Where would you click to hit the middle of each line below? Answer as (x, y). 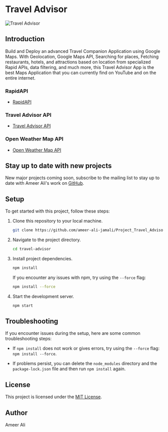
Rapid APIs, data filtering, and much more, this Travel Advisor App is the (80, 67)
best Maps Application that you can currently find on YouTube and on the (81, 73)
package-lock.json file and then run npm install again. (69, 369)
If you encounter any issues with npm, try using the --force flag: (79, 277)
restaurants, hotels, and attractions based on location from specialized (78, 62)
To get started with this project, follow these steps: (58, 211)
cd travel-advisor (32, 249)
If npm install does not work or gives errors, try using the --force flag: (86, 348)
